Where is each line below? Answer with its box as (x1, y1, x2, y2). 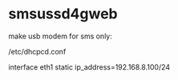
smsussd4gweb (8, 5, 118, 23)
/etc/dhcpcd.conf (8, 46, 67, 56)
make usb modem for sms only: (8, 31, 112, 41)
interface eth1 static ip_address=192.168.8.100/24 (8, 62, 171, 72)
